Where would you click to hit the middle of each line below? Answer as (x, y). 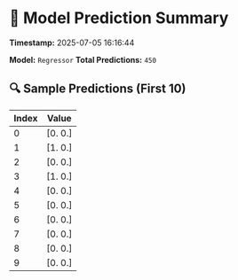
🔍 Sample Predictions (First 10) (98, 89)
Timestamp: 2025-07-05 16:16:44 (72, 43)
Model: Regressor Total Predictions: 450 (83, 59)
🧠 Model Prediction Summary (119, 18)
